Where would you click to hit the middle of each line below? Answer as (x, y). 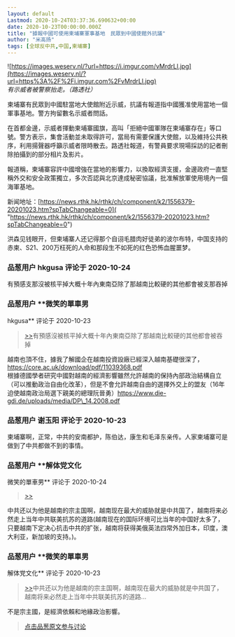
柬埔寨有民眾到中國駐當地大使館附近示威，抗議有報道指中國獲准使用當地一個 (117, 104)
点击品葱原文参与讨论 (55, 626)
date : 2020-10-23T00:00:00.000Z (54, 27)
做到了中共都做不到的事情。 (47, 445)
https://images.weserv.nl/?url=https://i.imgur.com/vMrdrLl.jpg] (101, 66)
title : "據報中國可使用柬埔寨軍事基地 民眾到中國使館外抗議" (86, 33)
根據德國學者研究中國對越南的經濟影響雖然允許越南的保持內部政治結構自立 (114, 375)
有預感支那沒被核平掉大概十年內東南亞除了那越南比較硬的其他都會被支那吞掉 (117, 284)
